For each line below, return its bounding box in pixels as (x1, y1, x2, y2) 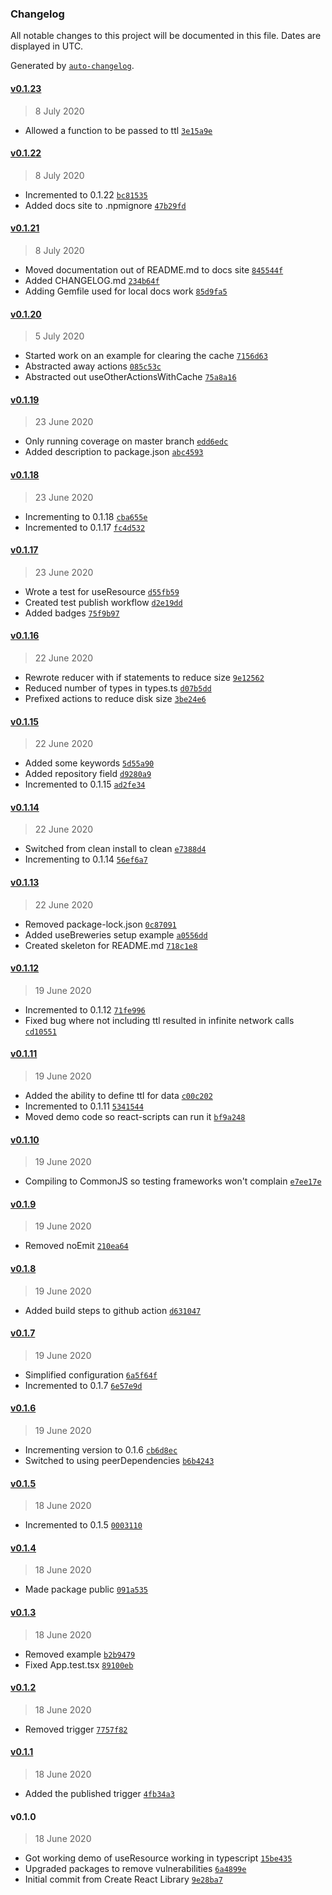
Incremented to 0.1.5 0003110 (24, 1519, 143, 1531)
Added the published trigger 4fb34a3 (24, 1787, 175, 1799)
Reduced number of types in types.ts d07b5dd (24, 682, 212, 694)
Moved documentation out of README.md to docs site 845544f (24, 263, 284, 276)
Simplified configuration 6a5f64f (24, 1368, 158, 1381)
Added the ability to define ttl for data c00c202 (24, 1089, 213, 1101)
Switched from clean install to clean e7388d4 (24, 843, 207, 855)
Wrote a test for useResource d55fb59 (24, 585, 180, 597)
